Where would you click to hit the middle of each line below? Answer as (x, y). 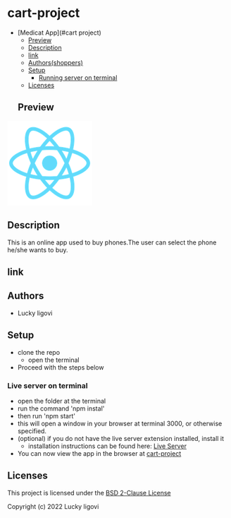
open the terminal (54, 360)
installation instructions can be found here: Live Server (107, 446)
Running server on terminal (78, 77)
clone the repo (39, 352)
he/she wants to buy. (38, 249)
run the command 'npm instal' (61, 408)
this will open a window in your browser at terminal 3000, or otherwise (120, 423)
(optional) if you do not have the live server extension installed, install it (120, 438)
